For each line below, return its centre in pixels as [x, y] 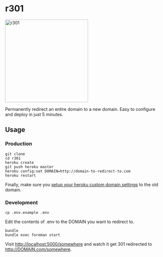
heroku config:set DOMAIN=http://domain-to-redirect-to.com [68, 171]
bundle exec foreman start [33, 235]
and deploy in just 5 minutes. [34, 114]
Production [19, 144]
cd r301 [13, 158]
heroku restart [21, 175]
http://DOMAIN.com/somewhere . [39, 249]
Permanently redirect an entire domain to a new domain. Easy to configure [80, 109]
